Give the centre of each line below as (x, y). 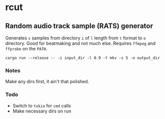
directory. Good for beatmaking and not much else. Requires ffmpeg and (80, 43)
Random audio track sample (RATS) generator (79, 26)
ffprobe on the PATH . (26, 49)
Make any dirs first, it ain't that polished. (47, 82)
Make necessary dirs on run (42, 111)
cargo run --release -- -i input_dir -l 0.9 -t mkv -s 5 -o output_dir (82, 58)
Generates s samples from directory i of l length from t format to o (76, 38)
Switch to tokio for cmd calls (42, 105)
